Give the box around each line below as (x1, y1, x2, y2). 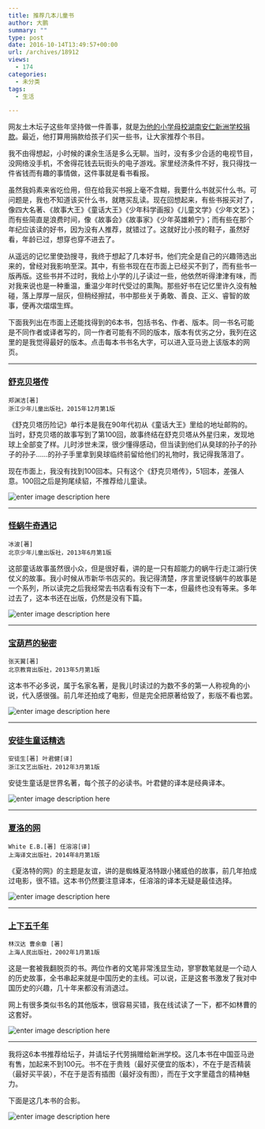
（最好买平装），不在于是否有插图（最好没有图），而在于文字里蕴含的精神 (8, 1069, 243, 1079)
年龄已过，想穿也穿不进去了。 (21, 235, 119, 244)
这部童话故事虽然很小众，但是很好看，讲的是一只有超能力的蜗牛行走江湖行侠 (8, 563, 257, 573)
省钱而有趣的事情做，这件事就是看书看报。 (14, 168, 154, 178)
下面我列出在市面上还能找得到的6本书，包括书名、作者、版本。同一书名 (8, 318, 241, 327)
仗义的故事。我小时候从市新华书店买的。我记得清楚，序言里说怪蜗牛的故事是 (8, 573, 257, 583)
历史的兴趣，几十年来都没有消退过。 (14, 984, 132, 993)
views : (8, 56, 30, 64)
